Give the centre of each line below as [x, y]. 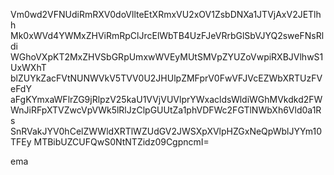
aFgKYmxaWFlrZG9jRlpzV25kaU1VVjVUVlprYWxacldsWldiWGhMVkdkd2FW [166, 99]
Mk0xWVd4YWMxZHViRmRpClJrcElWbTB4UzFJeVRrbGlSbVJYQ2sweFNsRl [167, 35]
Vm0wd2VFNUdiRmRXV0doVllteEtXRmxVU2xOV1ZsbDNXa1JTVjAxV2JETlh [166, 14]
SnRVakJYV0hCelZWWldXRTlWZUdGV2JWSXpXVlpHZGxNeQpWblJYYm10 [166, 131]
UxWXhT [28, 67]
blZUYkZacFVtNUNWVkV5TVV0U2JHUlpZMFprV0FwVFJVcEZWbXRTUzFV [166, 78]
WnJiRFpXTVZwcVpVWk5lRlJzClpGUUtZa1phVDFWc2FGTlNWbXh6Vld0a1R [166, 110]
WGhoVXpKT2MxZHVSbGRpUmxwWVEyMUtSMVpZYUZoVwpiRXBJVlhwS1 [167, 57]
